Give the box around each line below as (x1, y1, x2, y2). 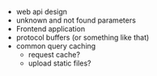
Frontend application (15, 24, 86, 33)
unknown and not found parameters (15, 15, 136, 25)
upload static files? (28, 58, 91, 68)
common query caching (15, 41, 96, 51)
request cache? (28, 50, 81, 59)
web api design (15, 7, 67, 16)
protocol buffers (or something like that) (15, 32, 150, 42)
